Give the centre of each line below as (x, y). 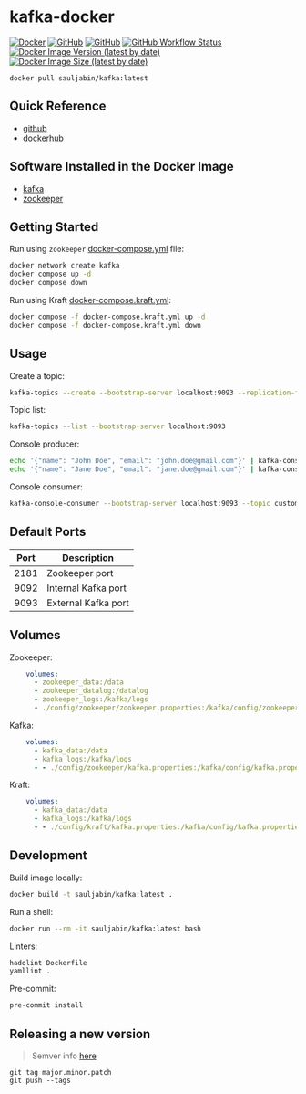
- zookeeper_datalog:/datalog (91, 691)
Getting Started (54, 227)
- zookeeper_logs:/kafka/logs (91, 700)
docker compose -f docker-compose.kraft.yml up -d (107, 317)
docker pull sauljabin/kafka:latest (79, 78)
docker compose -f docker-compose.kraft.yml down (106, 325)
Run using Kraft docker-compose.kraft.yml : (90, 300)
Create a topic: (37, 375)
